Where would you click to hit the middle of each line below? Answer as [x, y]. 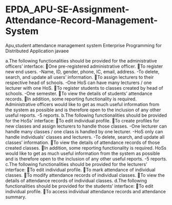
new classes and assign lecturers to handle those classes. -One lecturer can [86, 126]
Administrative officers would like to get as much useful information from [82, 104]
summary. [16, 197]
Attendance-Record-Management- [82, 20]
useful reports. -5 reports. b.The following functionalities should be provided [86, 115]
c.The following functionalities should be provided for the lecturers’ [76, 164]
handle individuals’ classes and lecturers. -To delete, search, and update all [85, 137]
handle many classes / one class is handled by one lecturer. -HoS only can [84, 131]
